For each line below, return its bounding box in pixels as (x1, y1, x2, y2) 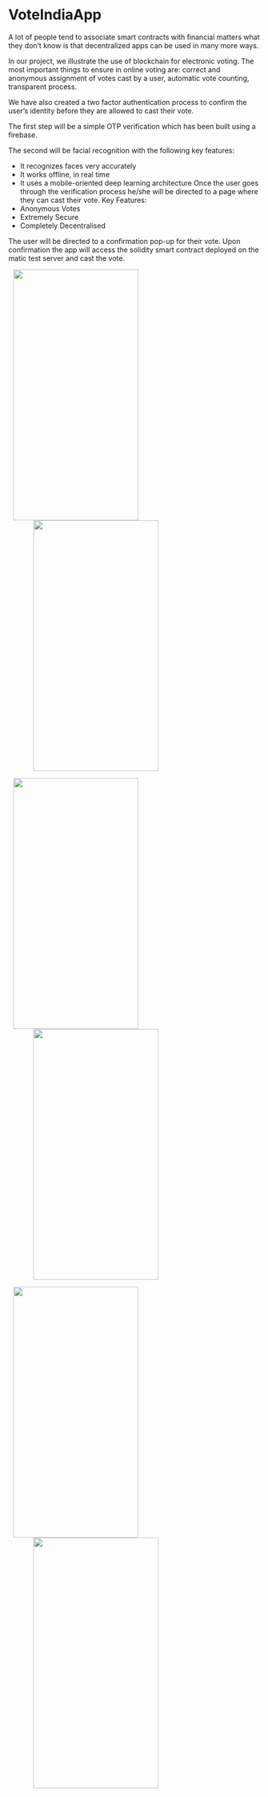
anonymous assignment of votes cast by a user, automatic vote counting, (8, 73, 250, 83)
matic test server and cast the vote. (8, 253, 126, 262)
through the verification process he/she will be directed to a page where (19, 186, 258, 196)
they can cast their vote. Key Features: (19, 195, 147, 205)
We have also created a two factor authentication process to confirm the (8, 97, 247, 107)
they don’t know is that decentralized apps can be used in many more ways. (8, 40, 259, 50)
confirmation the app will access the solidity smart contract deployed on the (8, 245, 259, 254)
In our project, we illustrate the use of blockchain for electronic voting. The (8, 56, 254, 66)
